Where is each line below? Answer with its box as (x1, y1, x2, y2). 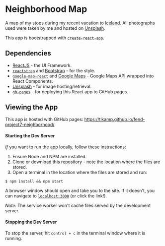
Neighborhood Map (5, 3, 87, 15)
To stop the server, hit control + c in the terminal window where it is (5, 230, 146, 236)
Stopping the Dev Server (5, 219, 57, 225)
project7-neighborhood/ (5, 122, 55, 127)
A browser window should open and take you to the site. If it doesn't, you (5, 187, 155, 193)
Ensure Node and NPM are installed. (12, 153, 87, 159)
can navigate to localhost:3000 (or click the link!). (5, 192, 107, 199)
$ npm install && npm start (5, 179, 64, 184)
